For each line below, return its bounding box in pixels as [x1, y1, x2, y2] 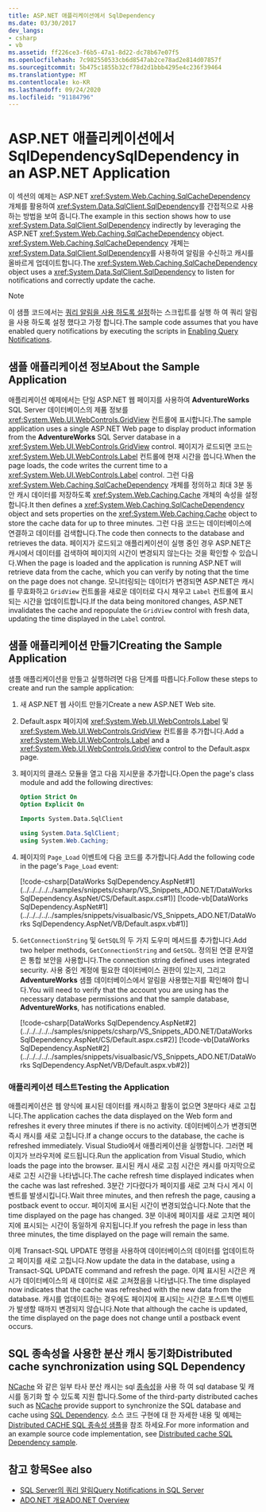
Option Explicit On [19, 800, 85, 808]
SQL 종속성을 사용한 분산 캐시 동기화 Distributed [8, 1346, 233, 1360]
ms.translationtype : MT [8, 71, 87, 79]
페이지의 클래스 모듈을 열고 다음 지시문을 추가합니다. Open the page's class [19, 768, 254, 778]
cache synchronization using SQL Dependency [8, 1359, 246, 1373]
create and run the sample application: [8, 682, 135, 693]
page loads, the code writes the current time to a [8, 461, 168, 470]
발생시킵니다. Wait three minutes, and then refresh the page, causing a [29, 1191, 256, 1201]
